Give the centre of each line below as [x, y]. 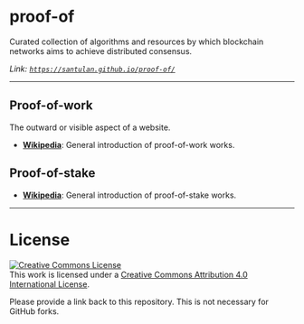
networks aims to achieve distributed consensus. [101, 51]
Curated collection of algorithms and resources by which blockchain [137, 42]
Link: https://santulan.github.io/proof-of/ [92, 69]
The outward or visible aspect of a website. [90, 127]
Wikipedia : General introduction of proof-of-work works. [128, 144]
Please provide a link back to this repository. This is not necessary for [139, 301]
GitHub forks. [34, 311]
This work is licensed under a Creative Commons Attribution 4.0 [129, 274]
